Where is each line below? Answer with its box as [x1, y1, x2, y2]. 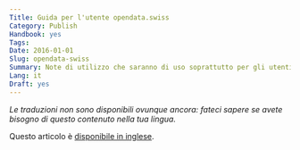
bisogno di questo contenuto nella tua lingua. [9, 113, 177, 124]
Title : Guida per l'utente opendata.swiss [9, 12, 170, 22]
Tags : [9, 37, 29, 47]
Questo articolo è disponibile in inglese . [9, 130, 154, 141]
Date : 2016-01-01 [9, 46, 74, 55]
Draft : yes [9, 79, 50, 88]
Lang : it [9, 71, 42, 80]
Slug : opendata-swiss [9, 54, 90, 63]
